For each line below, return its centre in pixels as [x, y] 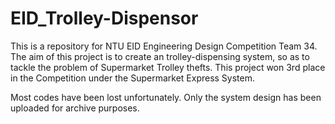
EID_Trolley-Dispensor [104, 18]
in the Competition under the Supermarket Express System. [133, 78]
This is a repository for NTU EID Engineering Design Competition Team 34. [164, 46]
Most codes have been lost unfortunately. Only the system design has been [166, 97]
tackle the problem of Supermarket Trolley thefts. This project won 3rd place [168, 67]
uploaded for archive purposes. [75, 108]
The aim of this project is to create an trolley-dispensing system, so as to [160, 56]
